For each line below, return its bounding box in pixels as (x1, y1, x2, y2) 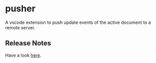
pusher (5, 3, 36, 14)
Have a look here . (5, 52, 41, 58)
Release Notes (5, 39, 51, 48)
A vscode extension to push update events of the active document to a (5, 19, 151, 25)
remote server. (5, 24, 35, 30)
